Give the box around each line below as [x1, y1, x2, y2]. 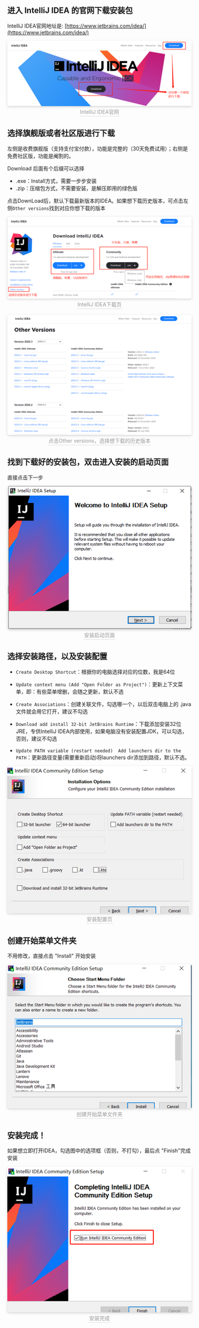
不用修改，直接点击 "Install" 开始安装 [7, 952, 96, 959]
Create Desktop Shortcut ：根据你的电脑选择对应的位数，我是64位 [15, 668, 176, 675]
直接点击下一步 [7, 474, 43, 481]
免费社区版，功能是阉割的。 [7, 152, 74, 159]
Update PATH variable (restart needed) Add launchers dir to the [15, 748, 181, 754]
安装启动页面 [84, 631, 115, 638]
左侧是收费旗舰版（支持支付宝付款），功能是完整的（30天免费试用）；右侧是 [7, 145, 188, 152]
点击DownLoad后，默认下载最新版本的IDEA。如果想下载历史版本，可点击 [7, 197, 184, 204]
